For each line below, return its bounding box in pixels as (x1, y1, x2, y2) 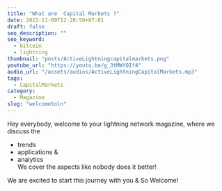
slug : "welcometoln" (7, 101, 68, 108)
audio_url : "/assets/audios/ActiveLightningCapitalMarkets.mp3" (7, 68, 198, 75)
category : (7, 88, 36, 94)
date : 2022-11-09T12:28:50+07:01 (7, 17, 104, 24)
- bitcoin (13, 42, 42, 49)
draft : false (7, 23, 45, 30)
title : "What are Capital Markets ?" (7, 10, 120, 17)
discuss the (7, 126, 40, 135)
